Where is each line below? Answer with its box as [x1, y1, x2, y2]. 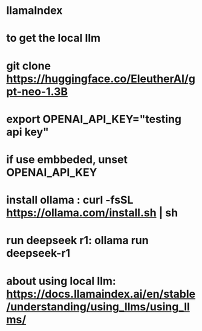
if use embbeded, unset [6, 152, 128, 166]
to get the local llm [6, 31, 101, 45]
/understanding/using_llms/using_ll [6, 300, 191, 313]
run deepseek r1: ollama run [6, 234, 149, 248]
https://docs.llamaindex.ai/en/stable [6, 287, 195, 301]
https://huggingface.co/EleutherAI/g [6, 72, 195, 85]
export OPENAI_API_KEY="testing [6, 112, 182, 126]
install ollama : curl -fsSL [6, 193, 134, 207]
